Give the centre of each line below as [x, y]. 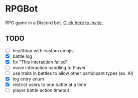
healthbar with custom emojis [43, 50]
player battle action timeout [41, 90]
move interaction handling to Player [49, 67]
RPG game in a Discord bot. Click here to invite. [54, 23]
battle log [22, 56]
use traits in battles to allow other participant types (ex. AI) [73, 73]
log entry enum [28, 79]
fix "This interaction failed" [40, 62]
